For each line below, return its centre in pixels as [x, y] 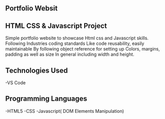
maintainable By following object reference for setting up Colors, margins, [83, 49]
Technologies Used [36, 70]
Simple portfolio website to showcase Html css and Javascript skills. [77, 38]
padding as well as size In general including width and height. [70, 54]
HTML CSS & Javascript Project [56, 26]
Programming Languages [46, 99]
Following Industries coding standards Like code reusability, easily [75, 43]
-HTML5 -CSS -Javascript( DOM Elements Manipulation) [65, 111]
